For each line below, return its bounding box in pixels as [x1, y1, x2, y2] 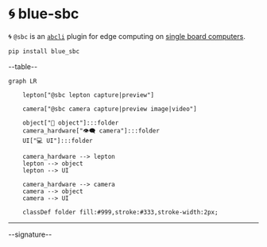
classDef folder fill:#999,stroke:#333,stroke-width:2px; [22, 208, 219, 216]
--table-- [8, 61, 38, 71]
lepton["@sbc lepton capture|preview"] [22, 91, 155, 99]
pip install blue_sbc [8, 47, 80, 56]
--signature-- [8, 230, 52, 239]
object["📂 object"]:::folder [22, 118, 119, 127]
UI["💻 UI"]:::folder [22, 137, 93, 145]
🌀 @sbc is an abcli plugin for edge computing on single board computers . [8, 31, 246, 41]
